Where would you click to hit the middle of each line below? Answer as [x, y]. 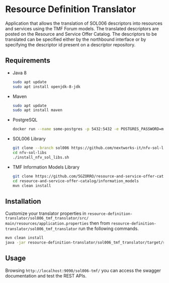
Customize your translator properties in [46, 213]
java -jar [16, 243]
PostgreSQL [25, 120]
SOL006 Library [29, 139]
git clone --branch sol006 [41, 148]
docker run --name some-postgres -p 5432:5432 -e [66, 129]
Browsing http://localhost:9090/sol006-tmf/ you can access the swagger [83, 270]
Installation [23, 201]
